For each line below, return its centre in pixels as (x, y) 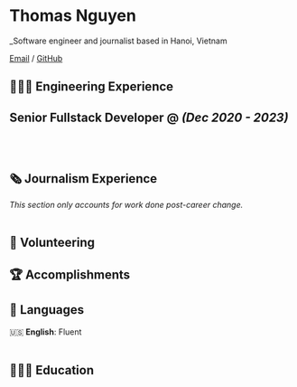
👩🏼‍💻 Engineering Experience (92, 87)
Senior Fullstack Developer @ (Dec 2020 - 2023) (149, 117)
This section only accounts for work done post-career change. (126, 204)
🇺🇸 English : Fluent (46, 332)
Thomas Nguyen (73, 16)
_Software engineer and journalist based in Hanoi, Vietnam (118, 41)
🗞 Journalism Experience (84, 179)
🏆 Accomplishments (70, 274)
